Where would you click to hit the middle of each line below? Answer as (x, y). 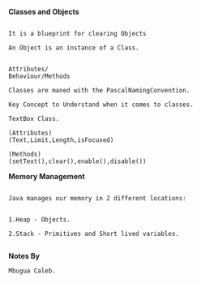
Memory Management (47, 176)
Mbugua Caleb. (32, 271)
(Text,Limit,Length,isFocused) (61, 140)
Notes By (24, 256)
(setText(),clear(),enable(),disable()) (78, 161)
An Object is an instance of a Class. (74, 48)
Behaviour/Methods (39, 76)
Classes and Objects (44, 12)
